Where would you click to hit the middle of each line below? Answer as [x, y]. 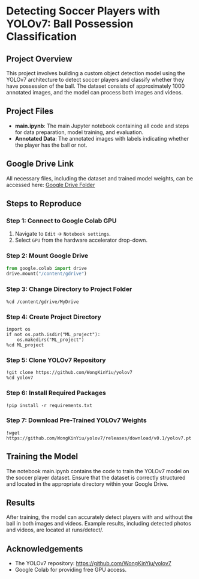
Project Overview [39, 59]
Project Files [30, 112]
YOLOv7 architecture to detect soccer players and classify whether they [95, 80]
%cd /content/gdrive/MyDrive [43, 302]
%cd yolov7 [20, 378]
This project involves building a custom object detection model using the [96, 73]
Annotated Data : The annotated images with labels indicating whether [102, 138]
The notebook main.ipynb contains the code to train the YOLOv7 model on [98, 471]
